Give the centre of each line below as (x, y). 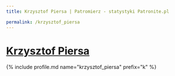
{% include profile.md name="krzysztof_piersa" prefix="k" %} (81, 67)
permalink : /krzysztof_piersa (43, 22)
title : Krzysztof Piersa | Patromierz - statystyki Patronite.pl (87, 11)
